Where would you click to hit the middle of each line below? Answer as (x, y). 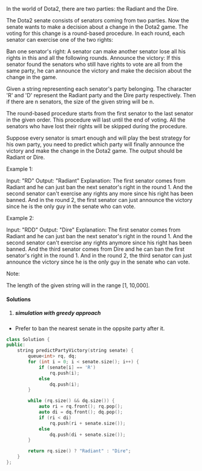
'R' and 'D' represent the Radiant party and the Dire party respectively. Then (101, 95)
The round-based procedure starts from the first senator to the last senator (100, 113)
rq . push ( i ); (64, 373)
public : (16, 345)
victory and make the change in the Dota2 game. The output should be (94, 151)
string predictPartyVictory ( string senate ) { (76, 351)
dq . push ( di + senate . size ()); (87, 435)
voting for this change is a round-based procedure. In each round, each (96, 33)
